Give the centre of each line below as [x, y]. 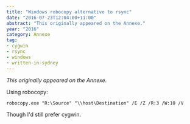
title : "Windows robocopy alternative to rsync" [69, 12]
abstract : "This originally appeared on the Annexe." [76, 23]
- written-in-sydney [33, 63]
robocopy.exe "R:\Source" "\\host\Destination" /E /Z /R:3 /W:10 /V [95, 103]
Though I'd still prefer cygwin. [44, 114]
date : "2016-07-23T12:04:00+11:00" [51, 18]
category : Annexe [28, 35]
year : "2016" [23, 29]
